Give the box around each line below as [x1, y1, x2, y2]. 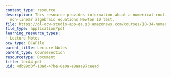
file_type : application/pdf [5, 26, 65, 31]
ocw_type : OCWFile [5, 41, 44, 46]
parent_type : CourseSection [5, 50, 65, 55]
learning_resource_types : [5, 31, 60, 36]
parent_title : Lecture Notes [5, 45, 67, 50]
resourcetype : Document [5, 54, 56, 60]
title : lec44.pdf [5, 59, 42, 64]
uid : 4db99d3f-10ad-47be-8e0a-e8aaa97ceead [5, 64, 99, 69]
